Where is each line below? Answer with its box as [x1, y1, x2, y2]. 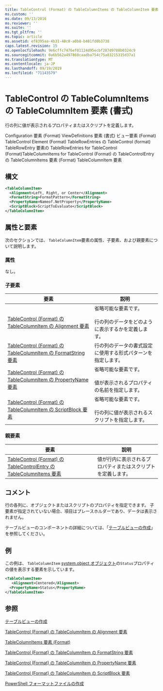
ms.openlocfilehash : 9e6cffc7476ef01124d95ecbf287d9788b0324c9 [5, 48, 136, 53]
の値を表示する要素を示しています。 [5, 566, 77, 573]
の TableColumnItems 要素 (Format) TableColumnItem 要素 [5, 157, 122, 163]
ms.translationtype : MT [5, 57, 53, 62]
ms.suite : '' [5, 25, 32, 30]
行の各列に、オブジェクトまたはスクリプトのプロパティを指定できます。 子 [5, 502, 154, 508]
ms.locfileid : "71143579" [5, 71, 57, 76]
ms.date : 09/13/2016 [5, 16, 47, 21]
